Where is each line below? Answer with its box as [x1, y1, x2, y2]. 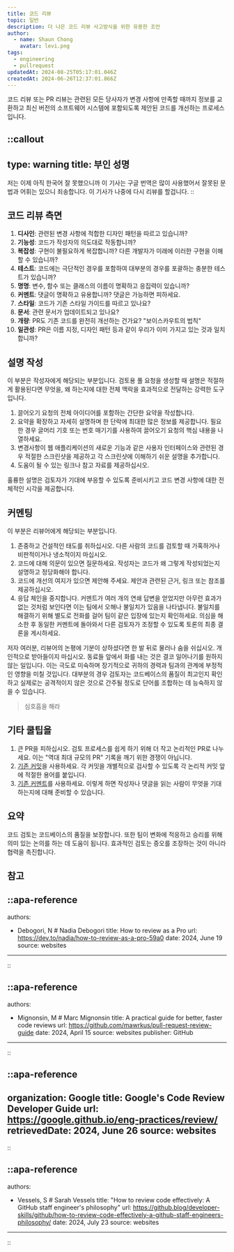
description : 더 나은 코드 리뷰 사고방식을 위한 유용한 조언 [7, 23, 161, 30]
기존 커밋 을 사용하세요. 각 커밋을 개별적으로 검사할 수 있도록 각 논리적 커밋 [17, 761, 218, 770]
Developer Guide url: [7, 1103, 99, 1115]
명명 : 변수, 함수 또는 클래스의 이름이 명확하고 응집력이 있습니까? [17, 282, 190, 290]
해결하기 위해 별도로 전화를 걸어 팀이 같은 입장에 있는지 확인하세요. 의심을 [17, 611, 217, 620]
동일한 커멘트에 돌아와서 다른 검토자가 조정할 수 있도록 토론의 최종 [38, 620, 217, 629]
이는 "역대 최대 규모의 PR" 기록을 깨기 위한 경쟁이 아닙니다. [32, 753, 193, 761]
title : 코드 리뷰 [7, 10, 52, 17]
